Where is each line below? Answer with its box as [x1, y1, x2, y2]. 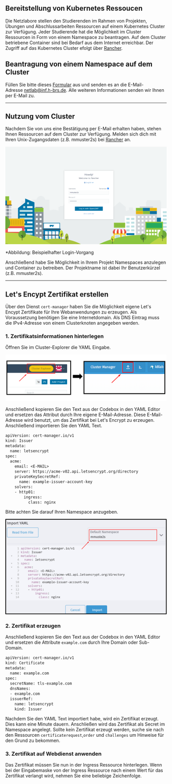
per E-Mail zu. [5, 92, 35, 99]
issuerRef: [10, 696, 33, 701]
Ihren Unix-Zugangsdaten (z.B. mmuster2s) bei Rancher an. [5, 136, 132, 143]
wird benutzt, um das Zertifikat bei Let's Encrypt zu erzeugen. [24, 417, 155, 423]
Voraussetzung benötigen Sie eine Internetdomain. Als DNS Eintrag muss [5, 314, 160, 320]
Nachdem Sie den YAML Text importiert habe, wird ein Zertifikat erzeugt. [5, 716, 159, 721]
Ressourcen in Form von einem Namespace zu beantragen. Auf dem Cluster [5, 34, 166, 40]
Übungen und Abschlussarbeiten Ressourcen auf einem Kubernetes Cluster [5, 23, 165, 29]
